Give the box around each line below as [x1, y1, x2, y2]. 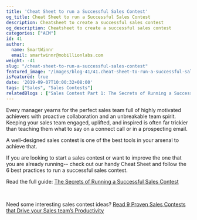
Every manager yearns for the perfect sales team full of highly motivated [6, 106, 182, 113]
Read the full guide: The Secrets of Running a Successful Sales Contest [6, 178, 179, 185]
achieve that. [6, 143, 38, 150]
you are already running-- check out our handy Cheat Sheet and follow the [6, 160, 186, 167]
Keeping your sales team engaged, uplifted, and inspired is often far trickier [6, 119, 188, 126]
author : [6, 42, 25, 48]
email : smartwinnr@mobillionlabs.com [11, 52, 104, 58]
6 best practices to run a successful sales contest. [6, 167, 128, 174]
